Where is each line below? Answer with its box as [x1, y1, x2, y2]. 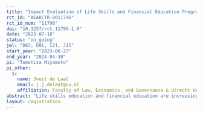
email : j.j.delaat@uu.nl [17, 82, 80, 88]
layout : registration [6, 98, 61, 104]
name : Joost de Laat [17, 76, 69, 82]
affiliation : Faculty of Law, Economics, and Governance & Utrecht [17, 87, 190, 93]
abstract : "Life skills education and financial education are [6, 93, 169, 99]
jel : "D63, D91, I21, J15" [6, 43, 74, 49]
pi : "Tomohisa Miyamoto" [6, 59, 69, 65]
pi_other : [6, 65, 31, 71]
